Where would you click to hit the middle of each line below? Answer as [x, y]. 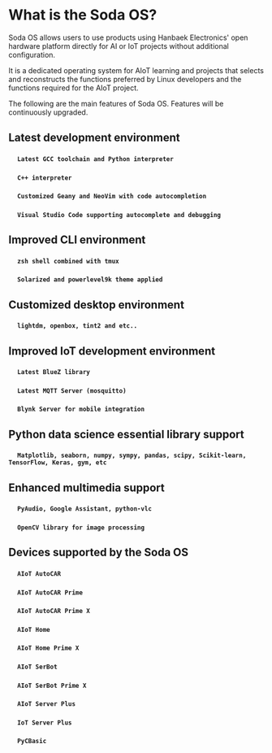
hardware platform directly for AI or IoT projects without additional [119, 46]
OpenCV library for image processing [81, 528]
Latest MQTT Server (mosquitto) [72, 391]
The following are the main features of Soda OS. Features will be [116, 103]
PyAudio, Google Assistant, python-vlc [85, 509]
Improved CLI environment [77, 240]
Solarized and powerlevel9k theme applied [90, 280]
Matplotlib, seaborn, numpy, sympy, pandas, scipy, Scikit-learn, [132, 456]
